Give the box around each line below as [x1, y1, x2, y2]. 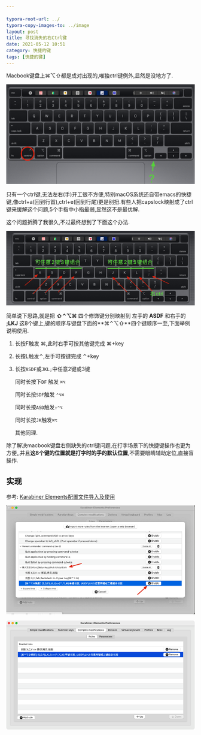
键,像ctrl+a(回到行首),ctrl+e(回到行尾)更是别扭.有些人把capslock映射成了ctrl [6, 198, 193, 205]
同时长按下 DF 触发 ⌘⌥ [14, 378, 66, 385]
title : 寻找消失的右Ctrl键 [6, 35, 67, 41]
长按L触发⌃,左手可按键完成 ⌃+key [14, 353, 99, 360]
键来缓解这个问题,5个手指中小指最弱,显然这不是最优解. [6, 206, 140, 213]
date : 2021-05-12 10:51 [6, 41, 66, 47]
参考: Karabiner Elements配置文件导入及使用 [6, 493, 115, 500]
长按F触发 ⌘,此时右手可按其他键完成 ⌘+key [14, 340, 124, 347]
